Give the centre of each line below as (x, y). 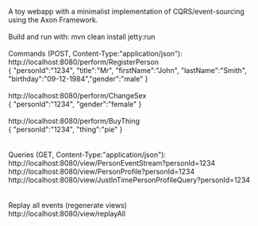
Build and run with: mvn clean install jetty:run (82, 36)
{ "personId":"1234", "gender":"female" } (75, 104)
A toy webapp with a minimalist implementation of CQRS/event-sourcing (126, 11)
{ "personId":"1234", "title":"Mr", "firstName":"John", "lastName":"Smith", (128, 70)
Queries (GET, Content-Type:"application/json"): (87, 155)
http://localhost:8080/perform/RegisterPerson (83, 62)
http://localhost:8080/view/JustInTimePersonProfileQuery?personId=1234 (129, 180)
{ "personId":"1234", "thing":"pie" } (65, 129)
